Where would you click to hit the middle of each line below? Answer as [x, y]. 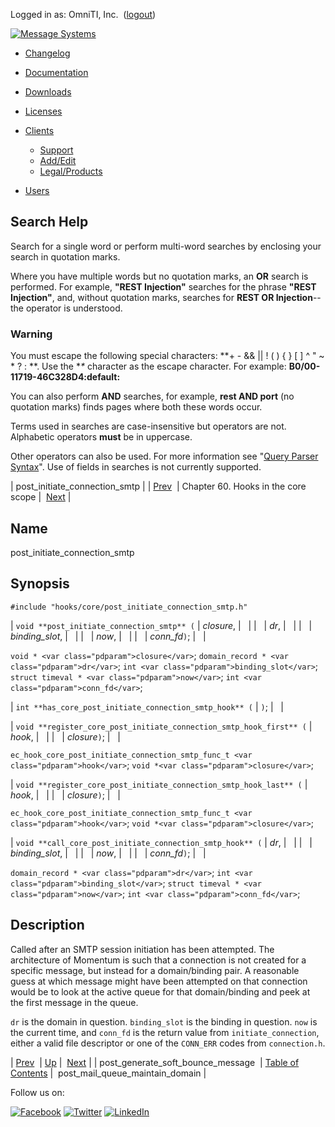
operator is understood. [74, 308]
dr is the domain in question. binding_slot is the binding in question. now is [164, 1021]
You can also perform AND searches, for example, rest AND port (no [152, 396]
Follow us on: [37, 1092]
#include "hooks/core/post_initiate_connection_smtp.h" [129, 607]
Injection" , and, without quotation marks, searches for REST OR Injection [161, 297]
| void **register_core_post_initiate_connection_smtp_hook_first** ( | [161, 726]
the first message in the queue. [74, 1002]
